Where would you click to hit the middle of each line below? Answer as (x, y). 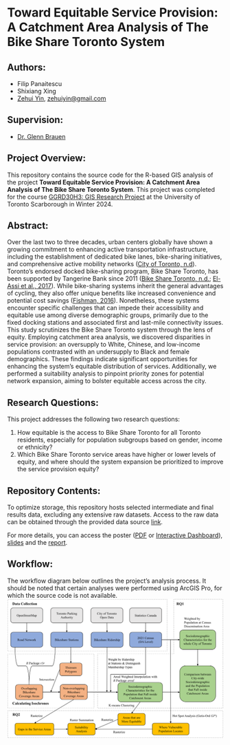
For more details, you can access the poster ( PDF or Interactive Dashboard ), (115, 535)
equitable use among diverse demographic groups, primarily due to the (108, 315)
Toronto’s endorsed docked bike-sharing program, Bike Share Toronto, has (113, 271)
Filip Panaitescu (39, 84)
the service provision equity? (58, 469)
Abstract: (28, 226)
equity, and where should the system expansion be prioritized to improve (120, 462)
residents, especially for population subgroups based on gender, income (120, 440)
